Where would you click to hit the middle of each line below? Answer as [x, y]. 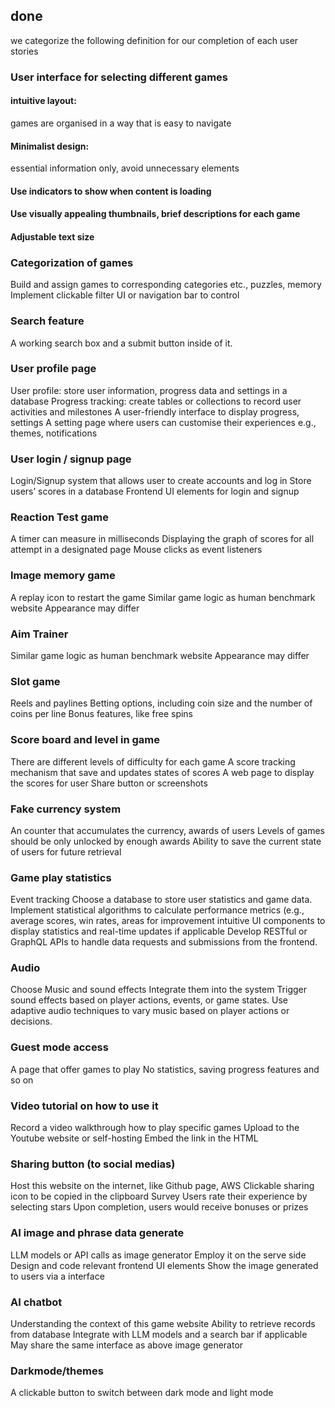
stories [24, 51]
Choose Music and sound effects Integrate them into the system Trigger [159, 990]
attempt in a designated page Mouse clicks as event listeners [136, 550]
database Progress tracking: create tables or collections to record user [156, 401]
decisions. [31, 1021]
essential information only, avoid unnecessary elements [125, 168]
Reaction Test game [60, 517]
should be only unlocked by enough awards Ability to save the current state [166, 841]
